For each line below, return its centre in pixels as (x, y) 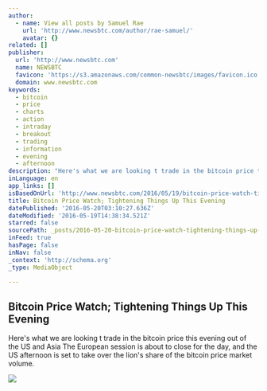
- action (30, 119)
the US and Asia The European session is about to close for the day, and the (133, 346)
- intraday (33, 127)
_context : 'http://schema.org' (60, 260)
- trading (31, 141)
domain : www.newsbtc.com (56, 82)
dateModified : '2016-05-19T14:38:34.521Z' (79, 216)
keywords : (25, 90)
